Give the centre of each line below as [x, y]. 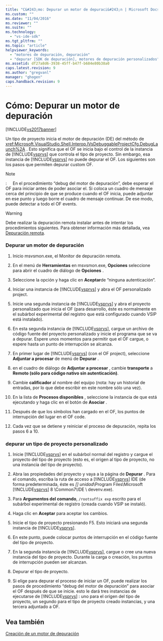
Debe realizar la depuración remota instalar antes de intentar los [69, 222]
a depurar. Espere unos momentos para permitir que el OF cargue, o [81, 339]
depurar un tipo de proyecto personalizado [57, 444]
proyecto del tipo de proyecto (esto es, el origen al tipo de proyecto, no [83, 460]
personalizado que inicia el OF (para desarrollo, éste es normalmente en [84, 309]
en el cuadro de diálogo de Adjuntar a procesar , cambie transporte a [82, 368]
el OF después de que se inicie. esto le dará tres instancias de [74, 591]
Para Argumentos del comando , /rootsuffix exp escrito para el [77, 499]
